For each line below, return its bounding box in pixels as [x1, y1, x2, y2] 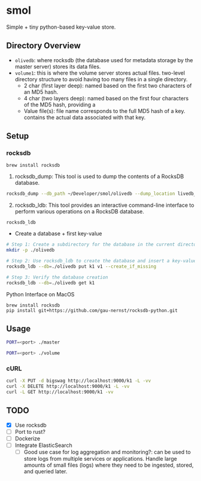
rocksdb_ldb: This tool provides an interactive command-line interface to [14, 201, 194, 209]
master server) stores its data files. [14, 63, 101, 70]
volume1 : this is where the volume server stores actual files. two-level [14, 69, 185, 76]
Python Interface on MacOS [6, 290, 75, 298]
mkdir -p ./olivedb [6, 247, 55, 253]
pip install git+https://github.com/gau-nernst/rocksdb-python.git [6, 307, 178, 314]
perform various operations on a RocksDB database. [14, 208, 145, 215]
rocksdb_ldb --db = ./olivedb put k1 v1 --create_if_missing [6, 264, 157, 269]
